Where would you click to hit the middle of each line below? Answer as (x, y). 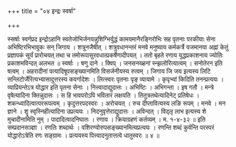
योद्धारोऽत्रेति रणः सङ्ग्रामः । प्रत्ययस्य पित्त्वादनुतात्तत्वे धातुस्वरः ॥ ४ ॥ (84, 135)
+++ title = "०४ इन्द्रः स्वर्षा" (42, 11)
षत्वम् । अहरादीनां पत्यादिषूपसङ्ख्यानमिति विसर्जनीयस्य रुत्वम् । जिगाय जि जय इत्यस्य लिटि (109, 71)
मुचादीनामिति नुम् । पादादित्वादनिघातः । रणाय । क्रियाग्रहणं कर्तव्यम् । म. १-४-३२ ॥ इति (107, 119)
